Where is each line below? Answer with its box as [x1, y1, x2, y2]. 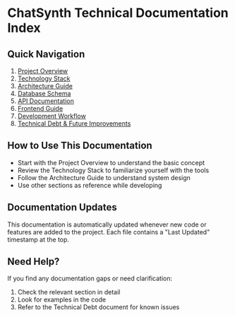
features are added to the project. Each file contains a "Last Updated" [7, 227, 210, 236]
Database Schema [17, 90, 71, 97]
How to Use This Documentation [7, 140, 153, 152]
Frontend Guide [17, 104, 64, 112]
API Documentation [17, 97, 74, 105]
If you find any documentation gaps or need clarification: [7, 274, 173, 283]
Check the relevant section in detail [17, 288, 121, 297]
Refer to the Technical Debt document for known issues [17, 303, 180, 311]
